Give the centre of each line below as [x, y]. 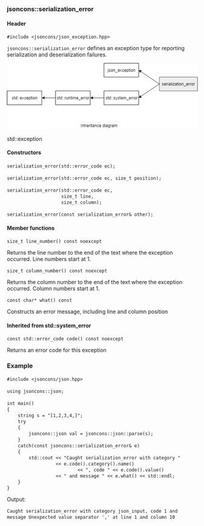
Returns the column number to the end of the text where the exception [95, 282]
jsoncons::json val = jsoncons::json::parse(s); [91, 433]
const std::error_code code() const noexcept [65, 339]
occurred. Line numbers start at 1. [49, 259]
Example [20, 366]
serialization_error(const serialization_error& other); [80, 215]
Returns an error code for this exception [57, 350]
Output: [16, 499]
